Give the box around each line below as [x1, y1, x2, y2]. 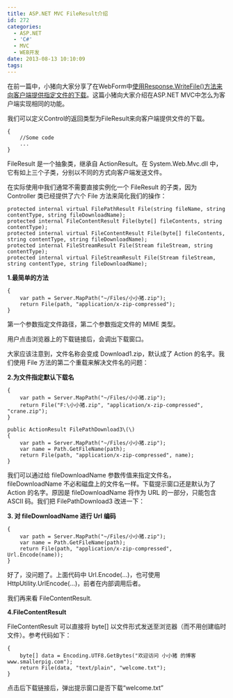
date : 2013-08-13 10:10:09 [7, 56, 86, 63]
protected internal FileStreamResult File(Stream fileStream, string [7, 241, 214, 249]
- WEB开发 [13, 49, 40, 56]
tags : [7, 62, 23, 69]
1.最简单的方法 [7, 273, 49, 282]
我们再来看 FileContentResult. [7, 594, 93, 602]
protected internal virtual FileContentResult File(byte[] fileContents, [7, 230, 226, 237]
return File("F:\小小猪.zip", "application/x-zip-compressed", [19, 402, 204, 409]
